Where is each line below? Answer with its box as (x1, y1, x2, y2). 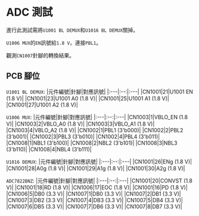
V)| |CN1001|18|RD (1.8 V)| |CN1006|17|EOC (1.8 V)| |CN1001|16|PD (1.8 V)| (6, 184, 188, 191)
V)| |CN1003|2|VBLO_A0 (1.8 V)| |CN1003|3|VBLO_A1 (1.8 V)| (6, 120, 155, 127)
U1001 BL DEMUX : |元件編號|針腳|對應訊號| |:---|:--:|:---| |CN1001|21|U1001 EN (6, 88, 194, 95)
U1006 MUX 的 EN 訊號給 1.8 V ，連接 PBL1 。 (6, 39, 102, 46)
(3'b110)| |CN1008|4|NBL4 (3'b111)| (6, 145, 92, 153)
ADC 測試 (6, 5, 53, 19)
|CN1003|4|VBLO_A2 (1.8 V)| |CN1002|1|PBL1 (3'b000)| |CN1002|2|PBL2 (6, 126, 184, 133)
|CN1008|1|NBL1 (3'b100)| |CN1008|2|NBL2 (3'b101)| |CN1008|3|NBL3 (6, 139, 178, 147)
